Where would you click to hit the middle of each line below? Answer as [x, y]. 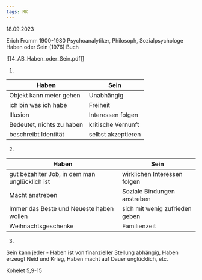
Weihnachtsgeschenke [41, 226]
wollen [19, 216]
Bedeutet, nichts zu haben [46, 124]
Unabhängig [106, 95]
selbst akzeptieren [115, 134]
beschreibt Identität [37, 134]
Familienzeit [139, 226]
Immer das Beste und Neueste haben [62, 208]
